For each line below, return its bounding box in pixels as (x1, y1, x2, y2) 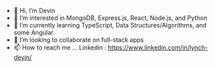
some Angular (13, 28, 54, 36)
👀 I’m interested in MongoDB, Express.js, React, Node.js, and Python (13, 14, 207, 22)
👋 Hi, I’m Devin (13, 7, 56, 14)
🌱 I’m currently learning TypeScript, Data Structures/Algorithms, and (13, 21, 207, 29)
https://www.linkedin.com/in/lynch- (107, 43, 208, 52)
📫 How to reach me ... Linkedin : (13, 43, 106, 52)
